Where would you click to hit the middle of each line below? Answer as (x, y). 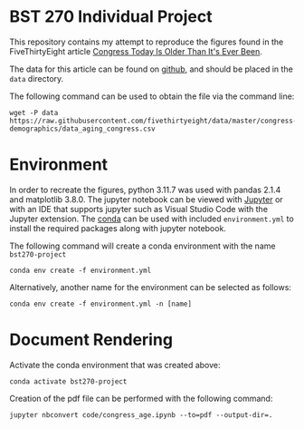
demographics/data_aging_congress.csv (82, 129)
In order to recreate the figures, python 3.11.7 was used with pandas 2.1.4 (145, 190)
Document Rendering (91, 340)
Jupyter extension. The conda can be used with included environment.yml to (152, 219)
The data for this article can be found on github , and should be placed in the (152, 69)
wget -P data (34, 112)
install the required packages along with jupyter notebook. (118, 228)
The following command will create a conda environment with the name (142, 246)
